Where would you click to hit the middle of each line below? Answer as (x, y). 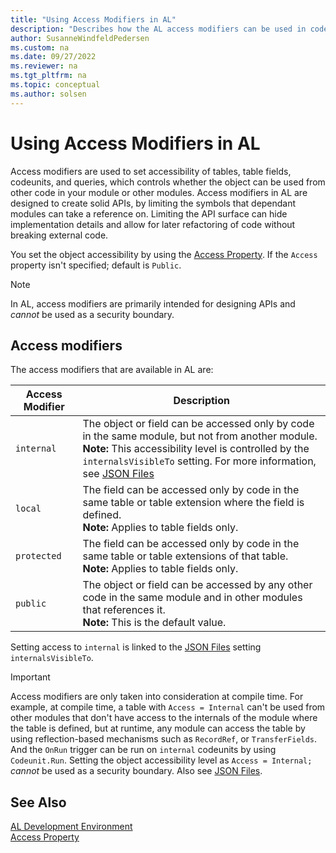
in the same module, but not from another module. (200, 436)
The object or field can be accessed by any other (197, 585)
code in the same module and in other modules (192, 598)
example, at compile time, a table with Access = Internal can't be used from (168, 707)
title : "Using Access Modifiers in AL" (93, 19)
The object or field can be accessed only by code (198, 424)
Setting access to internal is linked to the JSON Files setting (136, 647)
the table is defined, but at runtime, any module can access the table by (158, 728)
